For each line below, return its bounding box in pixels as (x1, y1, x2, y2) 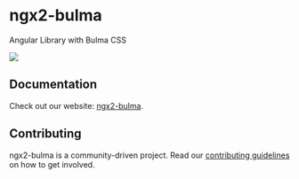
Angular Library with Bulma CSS (9, 35, 127, 45)
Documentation (9, 77, 98, 92)
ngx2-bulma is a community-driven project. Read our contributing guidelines (9, 150, 290, 160)
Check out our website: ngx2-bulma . (9, 100, 144, 111)
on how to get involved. (9, 159, 95, 169)
